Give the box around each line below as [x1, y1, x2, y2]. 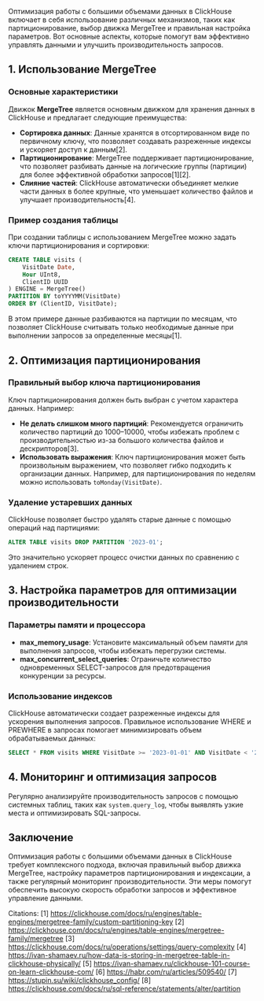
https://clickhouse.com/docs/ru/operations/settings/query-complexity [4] [8, 942, 247, 951]
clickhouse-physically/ [8, 959, 81, 969]
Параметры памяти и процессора [8, 619, 146, 630]
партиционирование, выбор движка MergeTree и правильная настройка [8, 24, 251, 32]
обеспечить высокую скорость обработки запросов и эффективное [8, 885, 237, 895]
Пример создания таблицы [8, 214, 119, 225]
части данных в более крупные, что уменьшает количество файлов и [19, 187, 254, 196]
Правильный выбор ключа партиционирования [8, 377, 201, 388]
